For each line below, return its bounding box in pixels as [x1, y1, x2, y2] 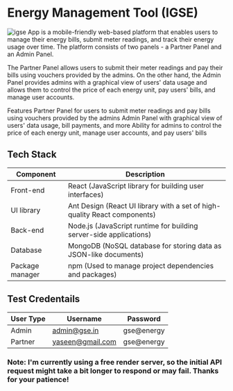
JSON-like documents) [68, 249, 144, 259]
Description [125, 169, 165, 178]
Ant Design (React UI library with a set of [68, 201, 201, 210]
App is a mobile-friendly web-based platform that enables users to [27, 28, 218, 36]
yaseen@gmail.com [51, 337, 116, 347]
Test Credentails [7, 293, 80, 305]
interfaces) [68, 190, 104, 199]
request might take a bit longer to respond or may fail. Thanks [7, 366, 219, 376]
